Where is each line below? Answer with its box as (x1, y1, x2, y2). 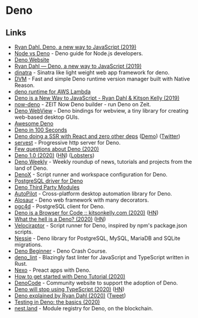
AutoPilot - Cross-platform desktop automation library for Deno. (14, 190, 172, 197)
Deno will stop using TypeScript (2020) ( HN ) (14, 286, 125, 293)
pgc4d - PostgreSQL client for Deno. (14, 203, 106, 210)
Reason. (14, 82, 35, 89)
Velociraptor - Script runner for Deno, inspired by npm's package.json (14, 222, 187, 229)
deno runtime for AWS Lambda (14, 88, 91, 95)
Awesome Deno (14, 120, 53, 127)
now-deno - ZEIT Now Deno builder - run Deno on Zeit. (14, 101, 151, 108)
